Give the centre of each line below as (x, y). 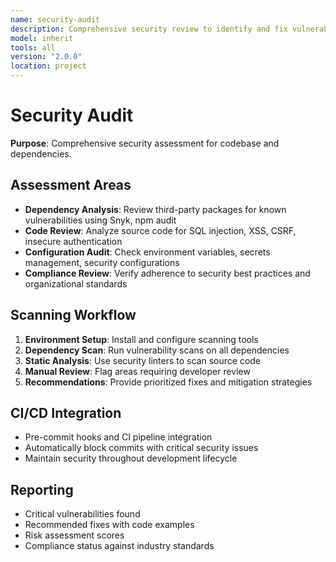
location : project (48, 66)
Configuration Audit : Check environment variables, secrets (147, 252)
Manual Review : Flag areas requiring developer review (137, 371)
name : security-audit (55, 19)
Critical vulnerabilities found (82, 514)
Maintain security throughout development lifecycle (131, 458)
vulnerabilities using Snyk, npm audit (100, 220)
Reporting (42, 489)
